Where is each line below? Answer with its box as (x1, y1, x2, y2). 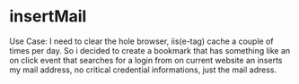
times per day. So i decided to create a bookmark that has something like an (9, 45, 291, 55)
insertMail (9, 6, 87, 27)
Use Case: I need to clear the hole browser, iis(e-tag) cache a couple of (9, 36, 274, 46)
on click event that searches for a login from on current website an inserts (9, 55, 283, 65)
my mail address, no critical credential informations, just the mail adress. (9, 64, 277, 75)
